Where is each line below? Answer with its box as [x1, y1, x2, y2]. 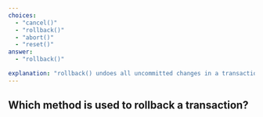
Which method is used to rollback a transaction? [8, 99, 249, 112]
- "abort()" [15, 33, 55, 42]
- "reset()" [15, 41, 55, 49]
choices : [8, 11, 37, 20]
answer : [8, 48, 34, 56]
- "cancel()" [15, 19, 58, 27]
